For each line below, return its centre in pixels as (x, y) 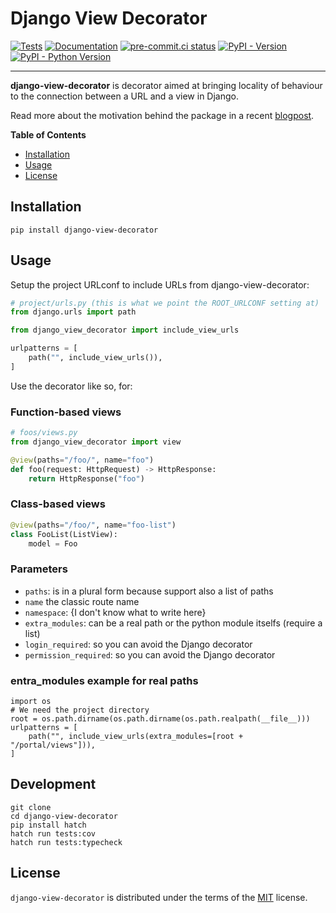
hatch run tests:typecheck (66, 842)
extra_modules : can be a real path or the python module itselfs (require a (173, 623)
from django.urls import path (73, 312)
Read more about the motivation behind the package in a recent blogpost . (162, 115)
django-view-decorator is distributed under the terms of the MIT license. (159, 897)
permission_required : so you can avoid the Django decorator (150, 654)
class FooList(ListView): (64, 534)
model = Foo (53, 543)
